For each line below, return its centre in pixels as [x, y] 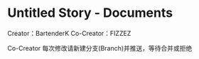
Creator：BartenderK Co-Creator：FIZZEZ [69, 33]
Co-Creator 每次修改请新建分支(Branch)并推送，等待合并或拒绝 [100, 48]
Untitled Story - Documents [90, 13]
